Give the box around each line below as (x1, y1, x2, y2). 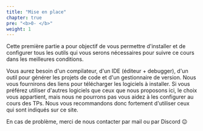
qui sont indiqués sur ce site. (6, 106, 79, 113)
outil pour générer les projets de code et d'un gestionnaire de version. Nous (6, 74, 196, 81)
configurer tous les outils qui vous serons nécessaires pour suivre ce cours (6, 49, 194, 57)
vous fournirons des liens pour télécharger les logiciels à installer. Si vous (6, 80, 190, 88)
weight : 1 (6, 26, 32, 32)
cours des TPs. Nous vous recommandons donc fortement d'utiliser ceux (6, 100, 190, 107)
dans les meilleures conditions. (6, 55, 84, 63)
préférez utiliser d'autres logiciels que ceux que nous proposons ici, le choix (6, 87, 198, 94)
